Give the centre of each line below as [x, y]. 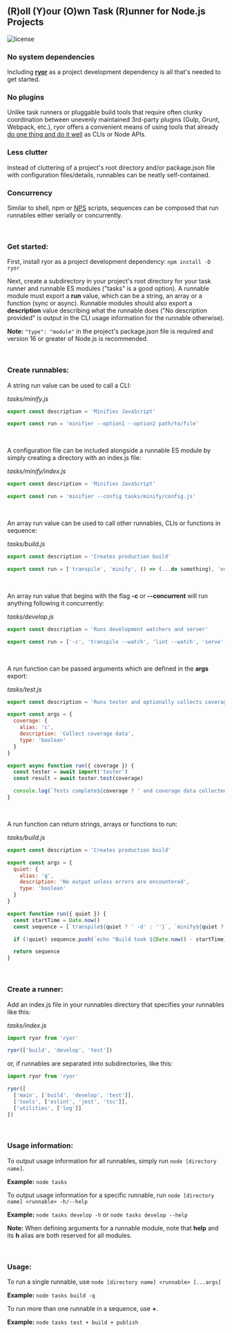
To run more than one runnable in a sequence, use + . [83, 1309]
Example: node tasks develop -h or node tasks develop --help [97, 1215]
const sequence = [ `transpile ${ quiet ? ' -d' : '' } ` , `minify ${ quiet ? [119, 927]
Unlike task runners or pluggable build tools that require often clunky [105, 112]
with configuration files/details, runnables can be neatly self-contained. [109, 175]
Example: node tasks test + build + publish [73, 1322]
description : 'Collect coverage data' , [77, 734]
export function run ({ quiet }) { [57, 914]
